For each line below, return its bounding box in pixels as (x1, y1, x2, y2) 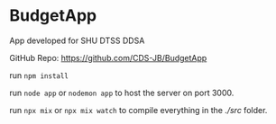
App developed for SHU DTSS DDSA (9, 35, 145, 46)
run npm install (9, 69, 69, 81)
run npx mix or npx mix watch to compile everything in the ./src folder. (9, 104, 268, 115)
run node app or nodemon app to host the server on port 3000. (9, 87, 235, 98)
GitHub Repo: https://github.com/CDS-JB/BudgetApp (9, 52, 207, 63)
